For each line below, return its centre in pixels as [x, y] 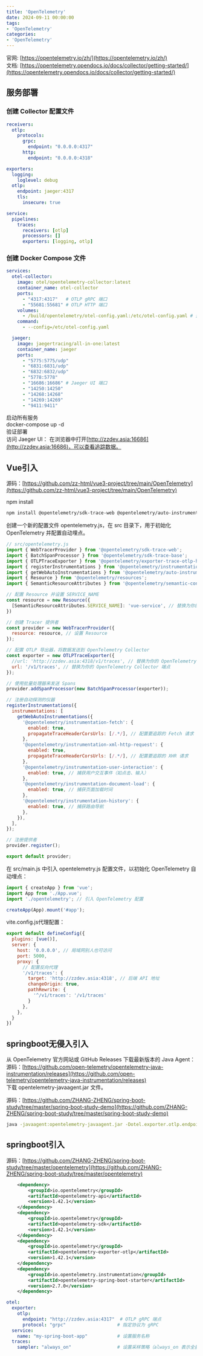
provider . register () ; [34, 846]
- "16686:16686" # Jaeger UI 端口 [65, 383]
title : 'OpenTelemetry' [36, 12]
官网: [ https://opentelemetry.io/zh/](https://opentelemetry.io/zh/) [87, 58]
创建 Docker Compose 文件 [46, 259]
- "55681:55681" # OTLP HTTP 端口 [65, 305]
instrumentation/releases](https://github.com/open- [71, 1074]
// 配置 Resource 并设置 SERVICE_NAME [53, 595]
